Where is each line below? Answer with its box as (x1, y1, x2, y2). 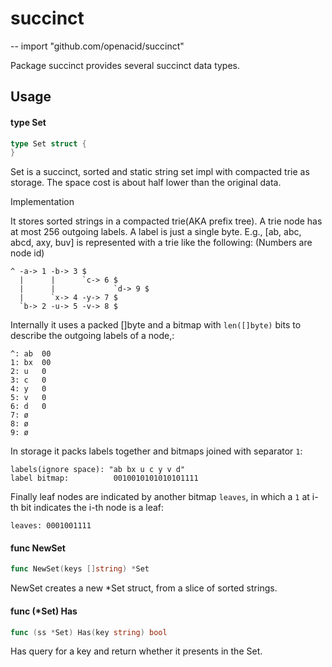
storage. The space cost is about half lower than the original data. (10, 177, 282, 189)
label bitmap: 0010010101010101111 (10, 473, 199, 484)
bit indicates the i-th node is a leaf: (20, 502, 165, 514)
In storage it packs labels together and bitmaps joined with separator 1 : (10, 445, 303, 457)
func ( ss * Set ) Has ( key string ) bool (10, 627, 168, 637)
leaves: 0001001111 (10, 521, 92, 531)
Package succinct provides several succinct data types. (10, 59, 241, 71)
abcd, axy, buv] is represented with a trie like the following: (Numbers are (10, 237, 313, 249)
